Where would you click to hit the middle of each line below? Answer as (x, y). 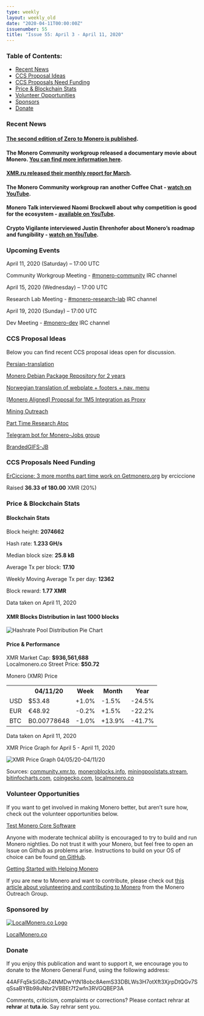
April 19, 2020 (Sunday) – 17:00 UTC (52, 311)
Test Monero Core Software (41, 825)
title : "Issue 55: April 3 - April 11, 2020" (65, 35)
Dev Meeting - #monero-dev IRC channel (58, 323)
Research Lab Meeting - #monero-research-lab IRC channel (82, 299)
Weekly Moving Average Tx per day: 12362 (60, 579)
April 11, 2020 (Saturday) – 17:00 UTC (53, 264)
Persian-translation (30, 364)
